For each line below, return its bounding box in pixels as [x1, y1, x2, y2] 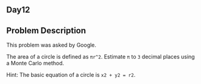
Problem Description [6, 25, 86, 36]
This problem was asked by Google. [6, 42, 96, 49]
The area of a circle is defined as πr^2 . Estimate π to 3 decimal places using [6, 53, 195, 60]
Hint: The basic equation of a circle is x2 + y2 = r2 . [6, 71, 136, 79]
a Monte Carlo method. [6, 60, 65, 67]
